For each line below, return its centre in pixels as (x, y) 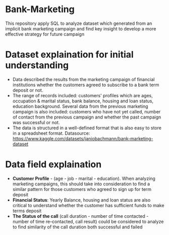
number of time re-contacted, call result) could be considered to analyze (88, 221)
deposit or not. (28, 90)
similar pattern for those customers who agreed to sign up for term (82, 189)
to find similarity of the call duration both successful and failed (77, 227)
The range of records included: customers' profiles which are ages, (82, 95)
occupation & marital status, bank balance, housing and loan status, (83, 101)
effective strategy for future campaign (45, 34)
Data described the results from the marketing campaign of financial (83, 79)
